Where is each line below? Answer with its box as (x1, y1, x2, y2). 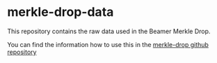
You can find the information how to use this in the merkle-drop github (7, 40, 209, 48)
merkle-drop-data (7, 4, 114, 20)
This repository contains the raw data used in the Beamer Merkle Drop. (7, 27, 211, 35)
